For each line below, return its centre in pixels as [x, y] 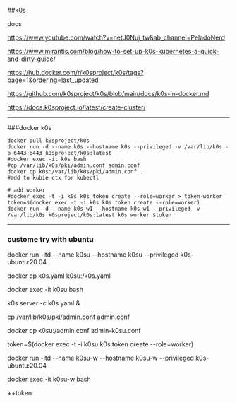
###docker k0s [30, 128]
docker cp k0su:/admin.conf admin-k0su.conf [74, 331]
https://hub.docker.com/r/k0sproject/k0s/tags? [75, 72]
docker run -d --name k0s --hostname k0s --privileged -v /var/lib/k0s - [118, 147]
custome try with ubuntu [50, 239]
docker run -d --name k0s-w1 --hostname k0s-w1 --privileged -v [104, 209]
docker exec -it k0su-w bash [49, 379]
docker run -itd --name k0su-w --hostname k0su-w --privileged [101, 358]
